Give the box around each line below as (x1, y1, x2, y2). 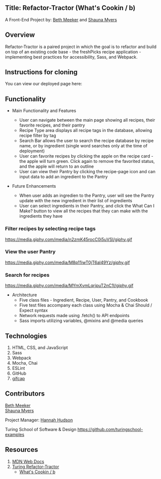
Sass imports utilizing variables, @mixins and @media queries (19, 318, 144, 324)
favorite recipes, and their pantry (19, 122, 85, 128)
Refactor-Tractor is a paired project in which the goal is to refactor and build (5, 44, 157, 49)
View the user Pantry (5, 248, 56, 255)
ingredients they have (19, 213, 63, 219)
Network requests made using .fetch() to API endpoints (19, 313, 130, 319)
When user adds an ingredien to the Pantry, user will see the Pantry (19, 192, 154, 198)
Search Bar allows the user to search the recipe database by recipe (19, 138, 154, 144)
